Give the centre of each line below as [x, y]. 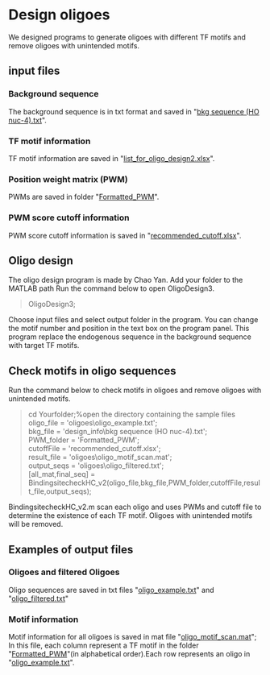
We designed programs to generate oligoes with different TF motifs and [127, 37]
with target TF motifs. [44, 346]
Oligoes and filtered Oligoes [64, 572]
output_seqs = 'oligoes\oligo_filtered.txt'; [96, 466]
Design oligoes [59, 15]
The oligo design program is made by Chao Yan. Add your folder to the [126, 280]
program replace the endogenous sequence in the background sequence [130, 337]
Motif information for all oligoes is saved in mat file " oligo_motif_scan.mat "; [133, 637]
